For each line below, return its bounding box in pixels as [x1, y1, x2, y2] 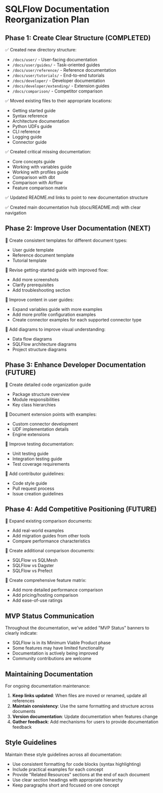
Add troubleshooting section [12, 287, 71, 293]
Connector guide [12, 139, 47, 145]
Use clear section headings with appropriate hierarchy [12, 777, 123, 783]
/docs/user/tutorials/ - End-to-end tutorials [12, 73, 105, 78]
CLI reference [12, 129, 41, 134]
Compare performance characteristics [12, 538, 90, 544]
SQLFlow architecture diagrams [12, 341, 77, 347]
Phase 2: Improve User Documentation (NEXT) [5, 224, 151, 233]
